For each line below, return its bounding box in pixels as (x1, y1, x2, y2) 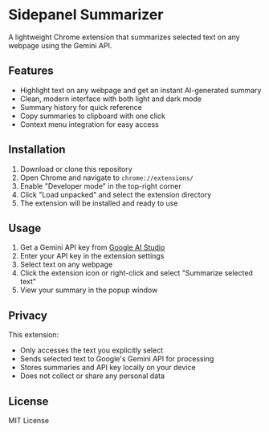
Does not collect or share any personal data (19, 371, 165, 381)
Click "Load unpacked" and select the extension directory (19, 190, 212, 199)
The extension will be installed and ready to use (19, 198, 178, 208)
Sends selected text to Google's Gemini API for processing (19, 354, 214, 364)
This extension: (8, 330, 59, 340)
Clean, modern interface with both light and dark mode (19, 94, 202, 104)
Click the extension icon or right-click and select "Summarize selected (19, 268, 253, 278)
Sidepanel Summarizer (8, 6, 164, 24)
